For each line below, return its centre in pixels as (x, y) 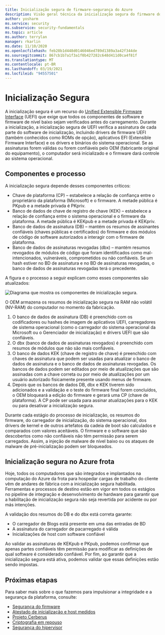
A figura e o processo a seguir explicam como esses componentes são (77, 277)
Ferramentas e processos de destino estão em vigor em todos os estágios (80, 489)
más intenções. (20, 505)
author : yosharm (22, 19)
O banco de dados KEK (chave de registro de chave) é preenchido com (84, 353)
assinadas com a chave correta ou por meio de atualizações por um (81, 374)
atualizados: (17, 283)
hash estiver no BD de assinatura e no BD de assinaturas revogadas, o (83, 263)
